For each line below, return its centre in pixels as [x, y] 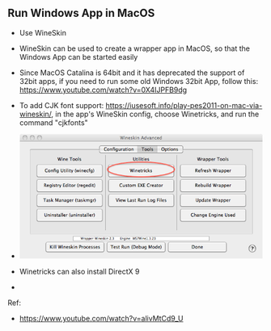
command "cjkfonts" [53, 122]
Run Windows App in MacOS [81, 13]
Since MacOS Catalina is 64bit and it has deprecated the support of [132, 73]
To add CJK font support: [61, 105]
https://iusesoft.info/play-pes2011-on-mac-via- [184, 105]
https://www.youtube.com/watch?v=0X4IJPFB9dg [103, 90]
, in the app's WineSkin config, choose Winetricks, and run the [155, 114]
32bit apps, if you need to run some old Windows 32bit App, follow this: [139, 81]
